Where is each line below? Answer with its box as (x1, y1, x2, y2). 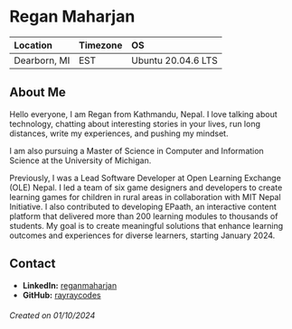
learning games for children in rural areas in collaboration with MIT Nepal (9, 191, 282, 202)
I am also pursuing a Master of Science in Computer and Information (9, 145, 264, 156)
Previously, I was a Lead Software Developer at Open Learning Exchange (9, 172, 282, 183)
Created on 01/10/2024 (9, 310, 96, 321)
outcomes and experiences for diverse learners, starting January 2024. (9, 230, 276, 241)
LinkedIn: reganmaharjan (22, 279, 118, 290)
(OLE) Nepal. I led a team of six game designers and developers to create (9, 182, 283, 193)
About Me (9, 85, 66, 100)
